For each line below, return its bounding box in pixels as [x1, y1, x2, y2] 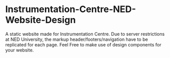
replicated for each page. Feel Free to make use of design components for [5, 41, 162, 47]
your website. [5, 47, 34, 53]
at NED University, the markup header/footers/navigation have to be [5, 36, 148, 42]
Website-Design [5, 14, 76, 26]
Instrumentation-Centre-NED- [5, 4, 136, 15]
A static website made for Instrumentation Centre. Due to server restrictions [5, 31, 165, 37]
